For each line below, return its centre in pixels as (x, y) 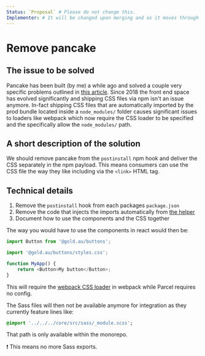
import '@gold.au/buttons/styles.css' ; (57, 252)
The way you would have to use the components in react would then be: (98, 230)
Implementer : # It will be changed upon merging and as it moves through (103, 18)
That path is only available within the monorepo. (67, 335)
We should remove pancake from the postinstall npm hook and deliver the (102, 158)
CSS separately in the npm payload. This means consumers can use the (97, 165)
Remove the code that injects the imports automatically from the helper (105, 212)
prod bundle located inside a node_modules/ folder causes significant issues (102, 112)
